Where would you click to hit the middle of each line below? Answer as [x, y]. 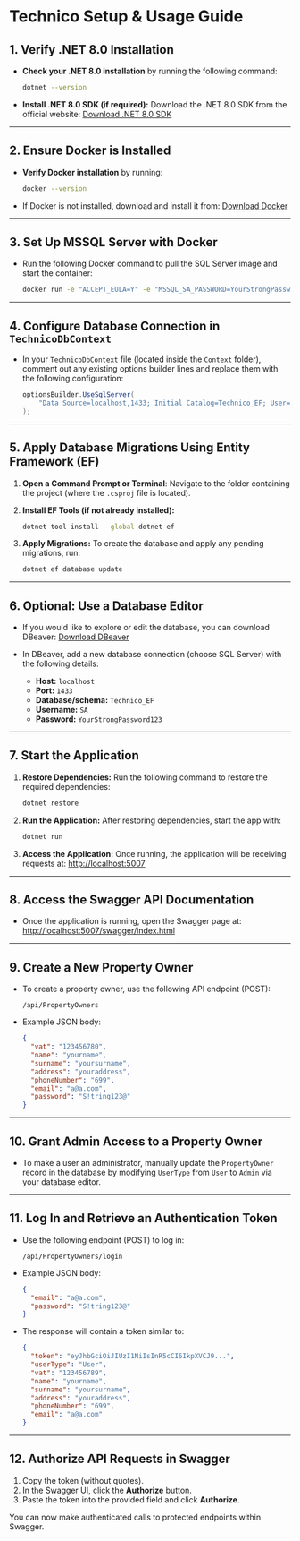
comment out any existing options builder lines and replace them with [150, 369]
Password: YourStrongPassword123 [99, 719]
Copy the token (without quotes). [83, 1480]
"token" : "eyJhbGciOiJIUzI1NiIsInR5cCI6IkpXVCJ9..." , [133, 1357]
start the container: [57, 273]
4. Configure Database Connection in [115, 325]
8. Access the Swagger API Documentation [132, 900]
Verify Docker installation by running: [92, 172]
